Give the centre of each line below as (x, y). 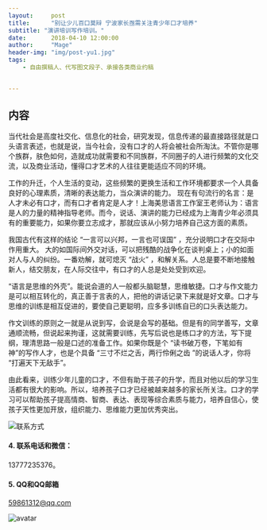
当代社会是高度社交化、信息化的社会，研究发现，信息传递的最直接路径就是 (130, 136)
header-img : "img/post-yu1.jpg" (62, 52)
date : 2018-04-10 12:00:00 (64, 38)
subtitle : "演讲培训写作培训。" (56, 30)
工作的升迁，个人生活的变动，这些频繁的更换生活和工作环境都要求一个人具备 (133, 183)
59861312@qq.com (40, 502)
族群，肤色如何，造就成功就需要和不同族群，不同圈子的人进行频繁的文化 (133, 156)
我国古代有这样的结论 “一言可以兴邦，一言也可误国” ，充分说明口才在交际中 (132, 239)
